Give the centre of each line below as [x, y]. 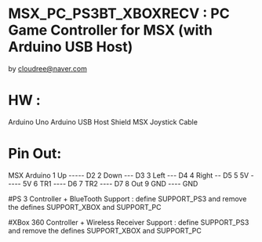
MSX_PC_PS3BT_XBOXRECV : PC [119, 14]
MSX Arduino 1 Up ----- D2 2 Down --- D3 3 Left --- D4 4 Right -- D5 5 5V [129, 175]
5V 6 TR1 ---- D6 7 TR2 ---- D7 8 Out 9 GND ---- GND [110, 183]
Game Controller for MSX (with [111, 30]
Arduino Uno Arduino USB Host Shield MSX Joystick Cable [103, 121]
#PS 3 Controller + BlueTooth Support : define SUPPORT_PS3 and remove [127, 199]
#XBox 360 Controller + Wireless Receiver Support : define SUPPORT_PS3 [129, 222]
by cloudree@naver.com [48, 68]
